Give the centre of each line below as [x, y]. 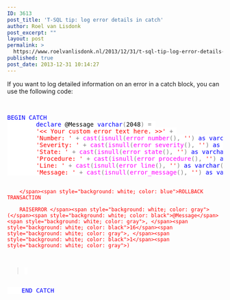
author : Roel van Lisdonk [44, 26]
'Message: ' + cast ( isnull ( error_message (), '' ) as [125, 172]
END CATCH [38, 290]
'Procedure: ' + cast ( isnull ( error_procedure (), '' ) [126, 159]
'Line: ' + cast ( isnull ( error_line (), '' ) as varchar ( [130, 165]
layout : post [26, 39]
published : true [30, 58]
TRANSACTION [24, 197]
